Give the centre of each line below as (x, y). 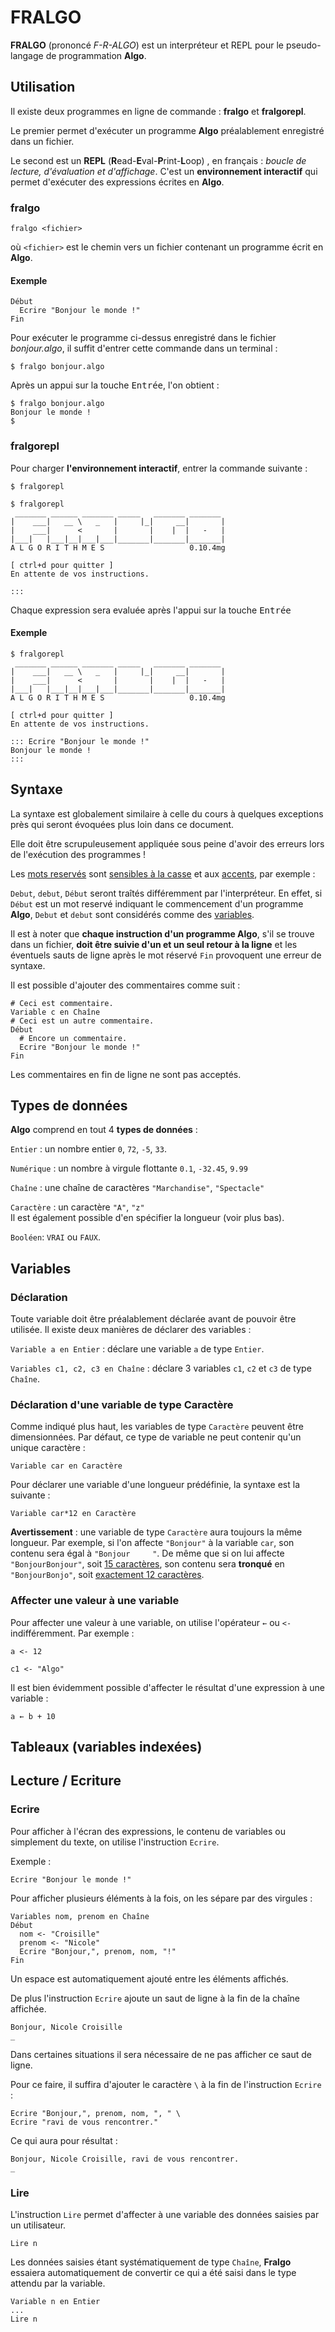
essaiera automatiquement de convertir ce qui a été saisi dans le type (153, 2273)
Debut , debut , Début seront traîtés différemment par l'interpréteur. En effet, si (166, 893)
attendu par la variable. (58, 2283)
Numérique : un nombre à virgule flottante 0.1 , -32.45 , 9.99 (129, 1168)
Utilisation (43, 87)
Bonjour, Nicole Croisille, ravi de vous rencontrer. (125, 2159)
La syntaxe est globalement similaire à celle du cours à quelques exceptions (167, 813)
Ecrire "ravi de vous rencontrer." (84, 2122)
